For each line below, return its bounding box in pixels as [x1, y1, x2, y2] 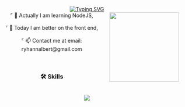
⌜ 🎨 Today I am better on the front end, [5, 25, 98, 31]
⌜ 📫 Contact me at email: [21, 37, 82, 44]
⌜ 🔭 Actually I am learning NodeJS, [10, 12, 93, 19]
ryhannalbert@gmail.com [21, 46, 82, 52]
